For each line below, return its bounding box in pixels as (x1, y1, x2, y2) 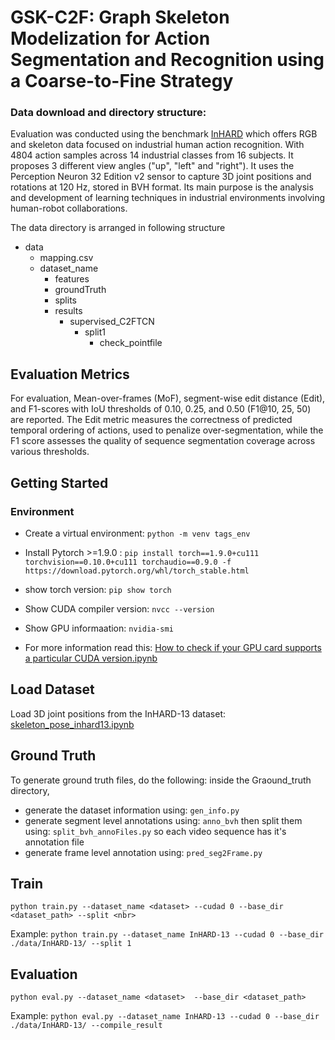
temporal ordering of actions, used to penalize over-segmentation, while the (10, 424, 324, 436)
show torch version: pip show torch (24, 583, 172, 595)
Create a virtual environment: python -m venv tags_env (24, 527, 251, 539)
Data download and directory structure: (10, 106, 207, 120)
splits (54, 294, 77, 306)
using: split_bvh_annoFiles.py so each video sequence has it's (24, 825, 287, 837)
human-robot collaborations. (10, 202, 128, 215)
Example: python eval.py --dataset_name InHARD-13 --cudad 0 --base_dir (10, 1010, 320, 1022)
